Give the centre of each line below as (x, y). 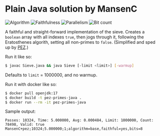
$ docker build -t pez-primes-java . (43, 98)
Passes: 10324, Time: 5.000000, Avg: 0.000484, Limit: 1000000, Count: (79, 120)
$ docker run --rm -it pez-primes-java (46, 102)
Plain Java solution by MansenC (71, 9)
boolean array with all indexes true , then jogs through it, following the (74, 37)
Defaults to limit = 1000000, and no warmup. (51, 75)
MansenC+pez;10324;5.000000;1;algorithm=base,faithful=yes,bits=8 (74, 129)
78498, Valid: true (25, 125)
